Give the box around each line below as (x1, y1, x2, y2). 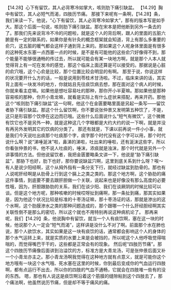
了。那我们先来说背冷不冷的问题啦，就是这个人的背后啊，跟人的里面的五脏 (5, 30, 161, 36)
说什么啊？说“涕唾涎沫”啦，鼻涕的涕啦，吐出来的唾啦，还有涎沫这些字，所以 (5, 139, 165, 145)
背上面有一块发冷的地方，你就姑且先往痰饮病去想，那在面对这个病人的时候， (5, 81, 166, 87)
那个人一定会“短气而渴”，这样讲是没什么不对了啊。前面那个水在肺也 (22, 222, 165, 228)
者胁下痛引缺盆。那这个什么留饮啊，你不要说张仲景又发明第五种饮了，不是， (5, 107, 166, 113)
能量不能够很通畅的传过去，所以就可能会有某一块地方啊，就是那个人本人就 (9, 56, 166, 61)
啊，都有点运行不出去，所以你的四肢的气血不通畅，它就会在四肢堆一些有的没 (5, 266, 166, 273)
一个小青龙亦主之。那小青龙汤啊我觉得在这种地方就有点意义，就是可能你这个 (5, 254, 166, 260)
